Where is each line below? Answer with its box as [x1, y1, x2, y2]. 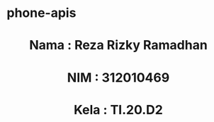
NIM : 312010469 [67, 69, 170, 85]
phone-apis [6, 5, 77, 21]
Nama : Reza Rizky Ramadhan [28, 37, 208, 54]
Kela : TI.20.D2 [73, 102, 164, 118]
